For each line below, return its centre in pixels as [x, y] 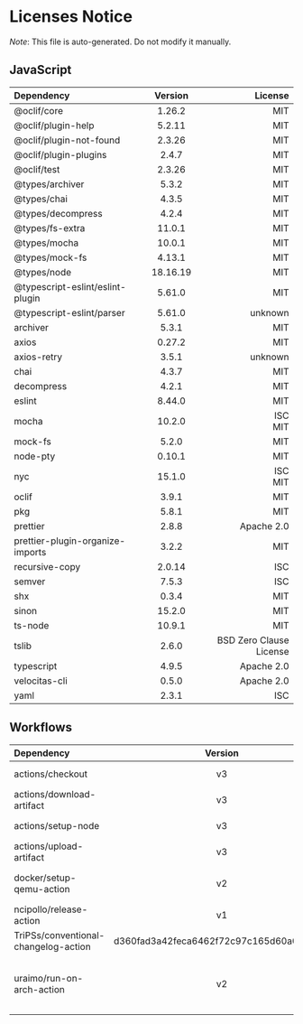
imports [30, 552]
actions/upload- [49, 846]
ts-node [32, 625]
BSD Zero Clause [253, 640]
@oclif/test [37, 169]
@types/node [43, 272]
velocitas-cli [41, 681]
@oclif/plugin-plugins [60, 154]
